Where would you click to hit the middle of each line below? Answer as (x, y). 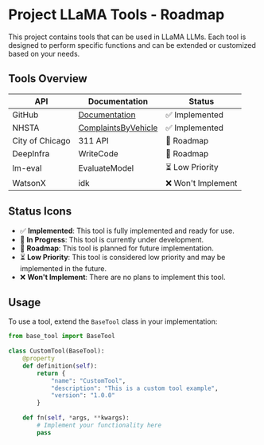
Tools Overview (48, 79)
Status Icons (40, 212)
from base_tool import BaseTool (62, 337)
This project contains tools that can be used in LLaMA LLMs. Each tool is (127, 37)
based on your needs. (44, 53)
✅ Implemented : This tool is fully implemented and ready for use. (127, 230)
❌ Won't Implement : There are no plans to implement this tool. (122, 277)
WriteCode (99, 153)
